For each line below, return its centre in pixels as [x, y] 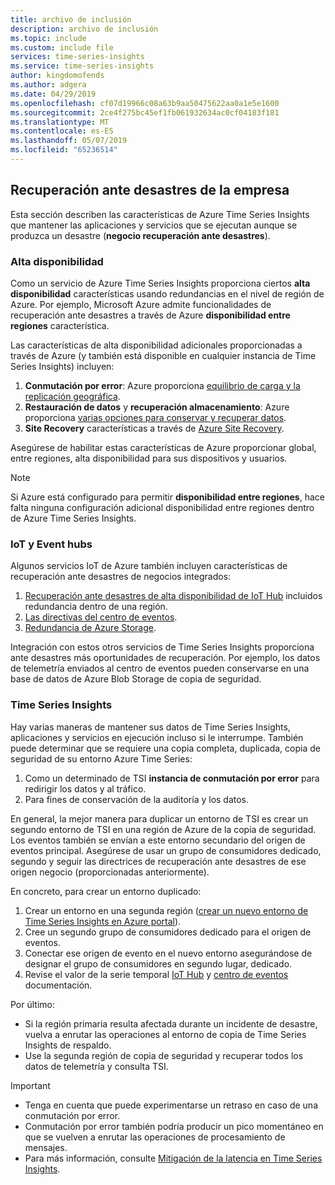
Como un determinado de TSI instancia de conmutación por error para [172, 778]
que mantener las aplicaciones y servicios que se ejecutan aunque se [154, 225]
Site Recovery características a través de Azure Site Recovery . [154, 428]
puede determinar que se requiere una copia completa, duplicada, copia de [165, 748]
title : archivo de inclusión [71, 19]
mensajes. [46, 1147]
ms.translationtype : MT [60, 122]
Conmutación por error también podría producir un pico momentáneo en [174, 1126]
